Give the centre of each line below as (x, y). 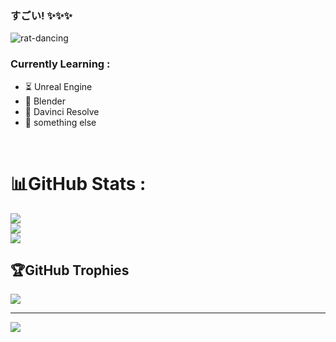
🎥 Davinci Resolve (62, 111)
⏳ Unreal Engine (58, 86)
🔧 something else (60, 122)
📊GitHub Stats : (78, 183)
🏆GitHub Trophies (70, 270)
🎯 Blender (45, 101)
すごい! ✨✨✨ (41, 15)
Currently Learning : (60, 64)
